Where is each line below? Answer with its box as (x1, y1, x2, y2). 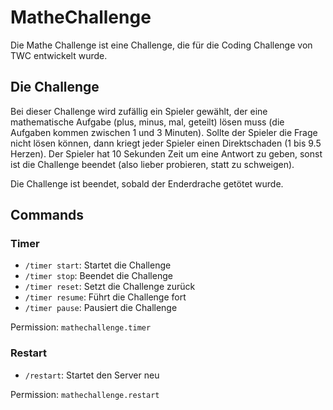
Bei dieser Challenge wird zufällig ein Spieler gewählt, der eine (10, 105, 268, 117)
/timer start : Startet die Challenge (24, 259, 172, 271)
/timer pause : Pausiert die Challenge (24, 302, 178, 314)
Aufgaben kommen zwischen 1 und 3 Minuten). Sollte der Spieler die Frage (10, 126, 318, 138)
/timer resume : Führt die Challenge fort (24, 291, 187, 303)
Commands (10, 207, 85, 224)
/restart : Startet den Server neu (24, 369, 160, 381)
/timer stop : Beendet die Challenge (24, 270, 173, 282)
